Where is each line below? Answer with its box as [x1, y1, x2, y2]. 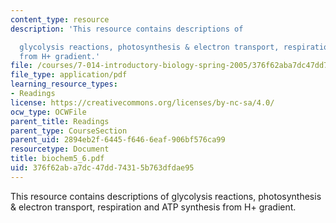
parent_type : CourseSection [10, 126, 128, 136]
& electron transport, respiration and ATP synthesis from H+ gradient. [10, 201, 297, 213]
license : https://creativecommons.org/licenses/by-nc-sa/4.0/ [10, 97, 275, 108]
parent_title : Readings [10, 116, 110, 126]
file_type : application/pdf [10, 70, 128, 80]
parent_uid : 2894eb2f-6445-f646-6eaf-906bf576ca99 [10, 135, 226, 145]
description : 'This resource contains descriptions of [10, 24, 244, 34]
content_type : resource [10, 14, 110, 25]
